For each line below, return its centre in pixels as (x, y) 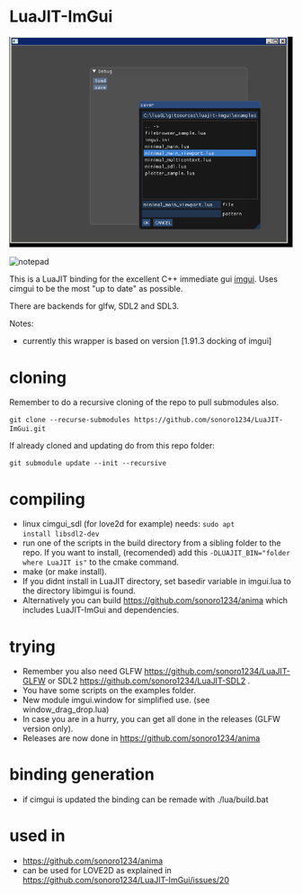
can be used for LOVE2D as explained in (97, 871)
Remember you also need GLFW (82, 672)
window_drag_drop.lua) (66, 709)
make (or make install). (65, 572)
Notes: (22, 324)
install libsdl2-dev (61, 534)
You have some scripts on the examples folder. (109, 691)
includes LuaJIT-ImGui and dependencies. (101, 610)
